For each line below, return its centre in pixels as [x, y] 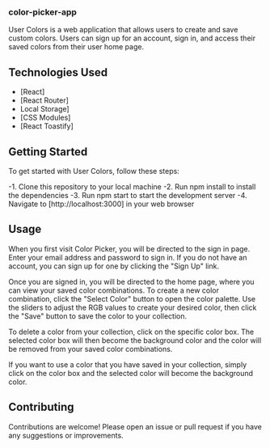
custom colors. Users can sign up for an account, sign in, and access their [132, 38]
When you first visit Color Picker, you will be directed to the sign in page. [129, 248]
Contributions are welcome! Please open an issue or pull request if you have [135, 426]
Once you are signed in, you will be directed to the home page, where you [131, 281]
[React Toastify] [47, 126]
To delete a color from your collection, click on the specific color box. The [131, 332]
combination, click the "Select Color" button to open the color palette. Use [132, 298]
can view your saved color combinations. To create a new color [114, 290]
